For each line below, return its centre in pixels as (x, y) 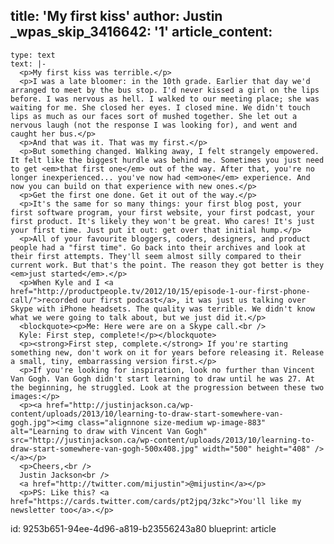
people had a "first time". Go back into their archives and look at (158, 247)
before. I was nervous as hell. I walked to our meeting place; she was (165, 99)
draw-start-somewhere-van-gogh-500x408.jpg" (104, 449)
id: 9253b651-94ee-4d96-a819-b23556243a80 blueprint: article (143, 528)
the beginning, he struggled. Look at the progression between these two (167, 387)
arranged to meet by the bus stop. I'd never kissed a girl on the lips (165, 90)
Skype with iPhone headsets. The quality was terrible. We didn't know (162, 309)
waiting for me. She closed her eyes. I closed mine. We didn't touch (160, 107)
